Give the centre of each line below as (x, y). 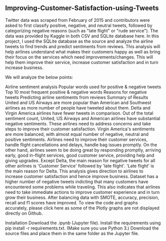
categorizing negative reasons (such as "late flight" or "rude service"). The (82, 30)
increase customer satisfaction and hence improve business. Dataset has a (82, 176)
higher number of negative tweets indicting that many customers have (77, 181)
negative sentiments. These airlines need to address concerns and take (78, 123)
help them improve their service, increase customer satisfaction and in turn (82, 62)
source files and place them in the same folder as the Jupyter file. (72, 233)
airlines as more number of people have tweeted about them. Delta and (78, 108)
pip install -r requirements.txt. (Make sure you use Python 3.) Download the (82, 228)
